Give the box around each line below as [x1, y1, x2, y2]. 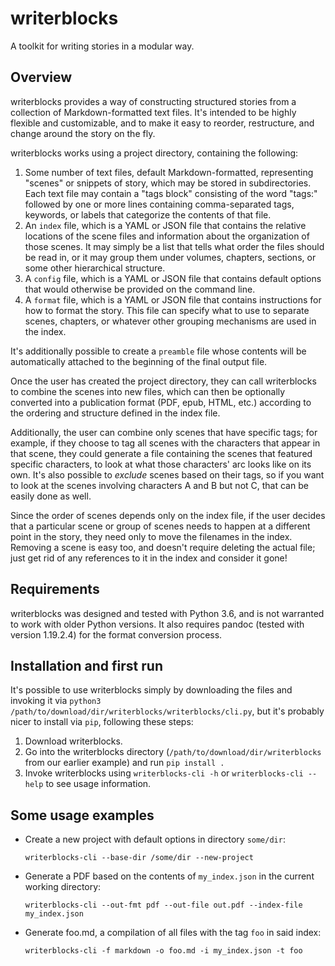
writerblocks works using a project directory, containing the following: [10, 147, 299, 159]
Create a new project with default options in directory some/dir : [24, 833, 286, 846]
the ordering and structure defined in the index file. [10, 407, 221, 419]
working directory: [24, 881, 102, 893]
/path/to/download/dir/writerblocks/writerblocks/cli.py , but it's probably [10, 705, 325, 717]
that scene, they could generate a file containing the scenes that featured [10, 447, 313, 459]
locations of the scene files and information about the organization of [24, 230, 310, 242]
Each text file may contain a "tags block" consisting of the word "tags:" [24, 187, 318, 199]
